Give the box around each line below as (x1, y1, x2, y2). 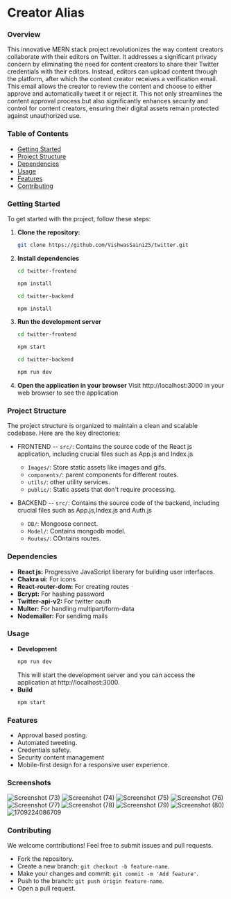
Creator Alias (7, 5, 85, 21)
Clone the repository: (17, 228, 80, 237)
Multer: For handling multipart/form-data (17, 604, 135, 613)
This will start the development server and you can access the (17, 671, 196, 679)
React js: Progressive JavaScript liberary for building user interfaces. (17, 567, 215, 576)
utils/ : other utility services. (27, 478, 110, 486)
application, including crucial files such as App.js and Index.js (17, 449, 194, 459)
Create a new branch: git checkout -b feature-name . (17, 862, 170, 871)
